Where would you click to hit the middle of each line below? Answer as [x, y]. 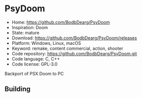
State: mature [26, 33]
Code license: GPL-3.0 [35, 64]
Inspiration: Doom [30, 27]
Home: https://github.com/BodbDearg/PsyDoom [61, 22]
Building [18, 89]
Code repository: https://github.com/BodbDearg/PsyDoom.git [74, 53]
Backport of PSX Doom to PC [34, 73]
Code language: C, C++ [36, 59]
